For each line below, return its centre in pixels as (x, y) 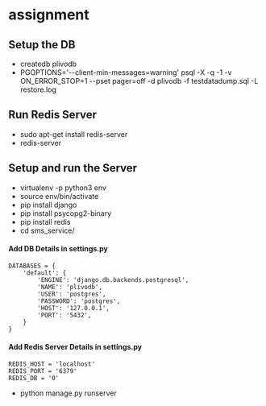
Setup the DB (42, 45)
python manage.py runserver (68, 393)
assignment (49, 15)
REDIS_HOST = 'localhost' (52, 364)
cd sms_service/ (47, 230)
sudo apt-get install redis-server (74, 134)
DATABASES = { (32, 266)
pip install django (48, 205)
